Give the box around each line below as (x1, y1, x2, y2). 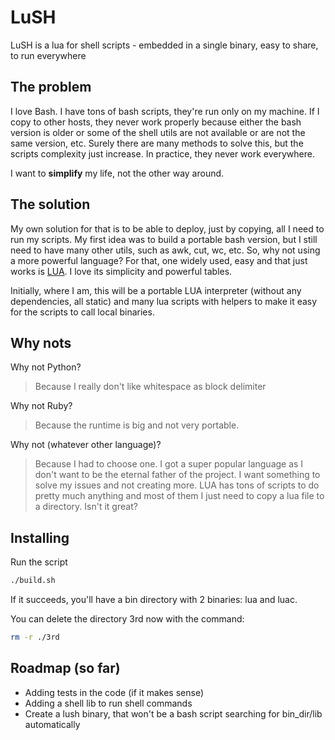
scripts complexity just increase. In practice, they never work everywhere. (10, 147, 315, 160)
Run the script (10, 556, 68, 568)
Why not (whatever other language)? (10, 439, 162, 451)
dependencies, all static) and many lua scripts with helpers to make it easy (10, 295, 318, 307)
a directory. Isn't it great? (34, 501, 138, 513)
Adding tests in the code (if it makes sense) (24, 686, 205, 698)
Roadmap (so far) (10, 660, 121, 677)
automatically (24, 718, 81, 730)
